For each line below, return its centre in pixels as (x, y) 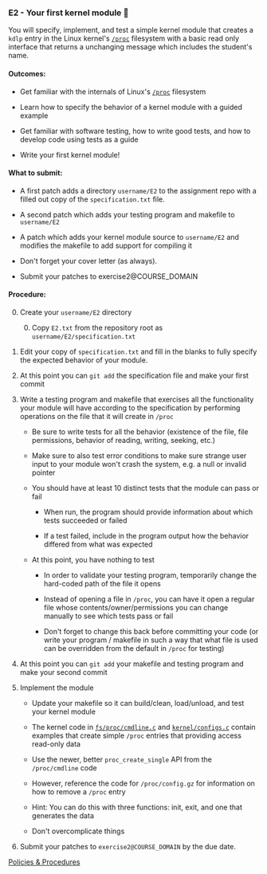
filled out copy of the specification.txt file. (92, 199)
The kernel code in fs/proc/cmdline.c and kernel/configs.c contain (144, 727)
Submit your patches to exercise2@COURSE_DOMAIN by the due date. (128, 846)
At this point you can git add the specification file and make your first (134, 375)
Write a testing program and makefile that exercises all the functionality (137, 399)
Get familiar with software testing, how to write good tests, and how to (135, 131)
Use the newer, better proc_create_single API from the (122, 759)
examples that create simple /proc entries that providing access (136, 735)
